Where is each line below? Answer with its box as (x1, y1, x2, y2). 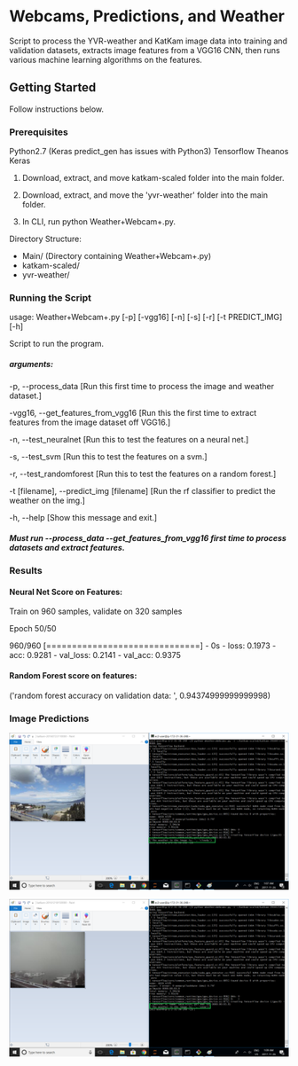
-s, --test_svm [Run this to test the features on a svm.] (9, 451, 208, 462)
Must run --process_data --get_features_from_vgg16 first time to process (9, 532, 286, 543)
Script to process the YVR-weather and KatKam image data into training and (9, 35, 288, 46)
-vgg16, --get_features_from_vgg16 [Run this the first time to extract (9, 408, 257, 419)
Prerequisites (9, 126, 68, 138)
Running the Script (9, 291, 91, 303)
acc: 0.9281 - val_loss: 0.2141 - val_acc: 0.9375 (9, 650, 182, 661)
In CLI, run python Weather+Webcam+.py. (21, 216, 176, 227)
